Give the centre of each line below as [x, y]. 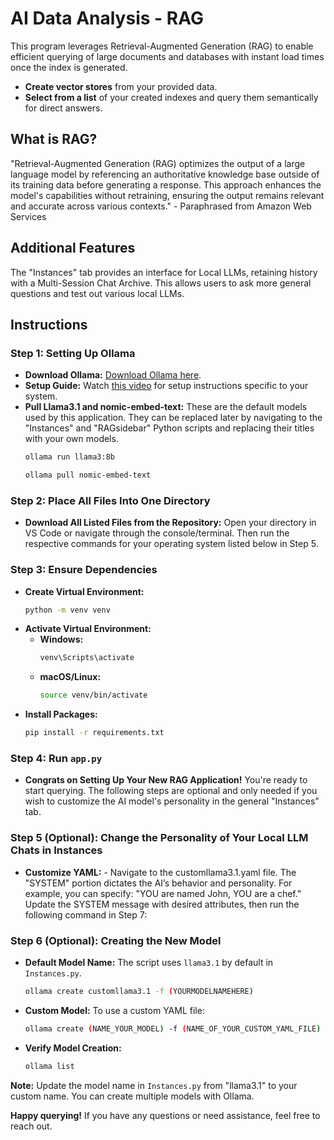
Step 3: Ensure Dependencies [84, 570]
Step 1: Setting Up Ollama [73, 353]
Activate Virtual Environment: [88, 629]
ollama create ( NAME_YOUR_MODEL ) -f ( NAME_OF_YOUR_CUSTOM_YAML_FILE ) [173, 1028]
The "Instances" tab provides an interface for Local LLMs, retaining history [164, 272]
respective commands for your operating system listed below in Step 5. [171, 544]
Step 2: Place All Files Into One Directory [110, 500]
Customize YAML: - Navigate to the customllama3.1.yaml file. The [160, 872]
